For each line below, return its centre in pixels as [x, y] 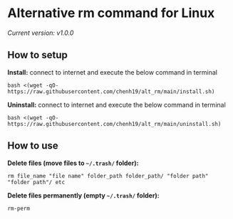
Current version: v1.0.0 [41, 33]
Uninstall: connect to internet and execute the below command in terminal [116, 105]
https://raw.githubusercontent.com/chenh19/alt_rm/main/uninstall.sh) [114, 124]
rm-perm [19, 208]
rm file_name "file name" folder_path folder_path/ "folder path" [108, 176]
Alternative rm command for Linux [111, 13]
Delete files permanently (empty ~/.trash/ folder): [84, 195]
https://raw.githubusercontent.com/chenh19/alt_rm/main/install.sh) [111, 91]
